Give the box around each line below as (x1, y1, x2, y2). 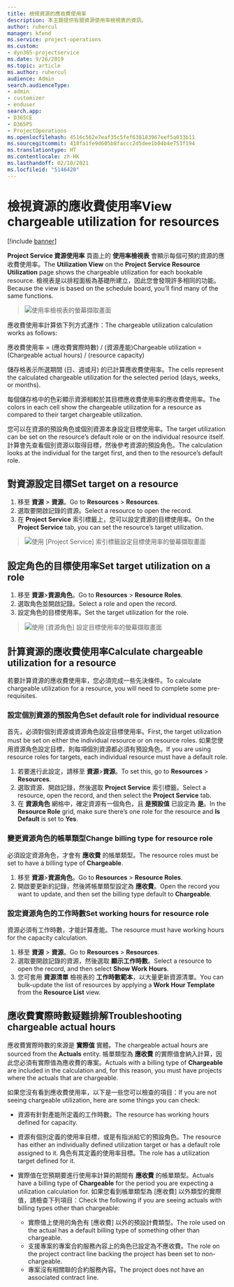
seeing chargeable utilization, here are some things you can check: (7, 1096, 200, 1104)
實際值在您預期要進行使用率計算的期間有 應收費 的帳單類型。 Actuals (17, 1171, 214, 1179)
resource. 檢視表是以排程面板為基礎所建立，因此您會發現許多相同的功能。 (7, 276, 220, 284)
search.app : (7, 108, 42, 115)
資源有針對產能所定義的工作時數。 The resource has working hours (17, 1110, 210, 1119)
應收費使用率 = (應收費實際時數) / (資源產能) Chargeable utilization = (7, 343, 203, 351)
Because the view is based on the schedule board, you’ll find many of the (7, 284, 219, 292)
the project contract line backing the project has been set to (27, 1249, 200, 1258)
